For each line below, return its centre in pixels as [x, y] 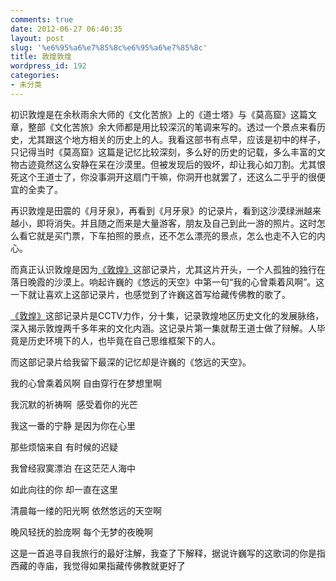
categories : [35, 76]
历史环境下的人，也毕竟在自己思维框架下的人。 [124, 340]
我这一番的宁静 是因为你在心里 [73, 425]
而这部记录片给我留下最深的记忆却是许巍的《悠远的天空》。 [131, 362]
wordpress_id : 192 [48, 66]
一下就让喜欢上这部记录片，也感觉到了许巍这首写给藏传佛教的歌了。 [150, 294]
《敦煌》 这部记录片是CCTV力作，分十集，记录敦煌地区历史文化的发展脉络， [167, 315]
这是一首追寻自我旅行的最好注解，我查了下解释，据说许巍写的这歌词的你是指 [168, 553]
